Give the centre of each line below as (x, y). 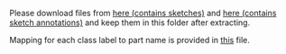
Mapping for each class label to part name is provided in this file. (130, 40)
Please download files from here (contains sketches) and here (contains (143, 13)
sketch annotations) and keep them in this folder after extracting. (130, 22)
